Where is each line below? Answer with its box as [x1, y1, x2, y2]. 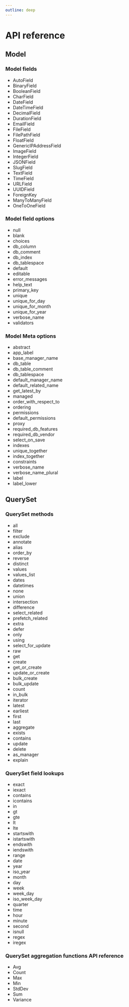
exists [12, 729, 26, 735]
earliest [12, 708, 29, 714]
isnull [12, 928, 24, 935]
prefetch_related [12, 615, 48, 621]
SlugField [12, 164, 33, 170]
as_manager [12, 751, 39, 758]
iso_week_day [12, 896, 42, 902]
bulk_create [12, 675, 37, 681]
